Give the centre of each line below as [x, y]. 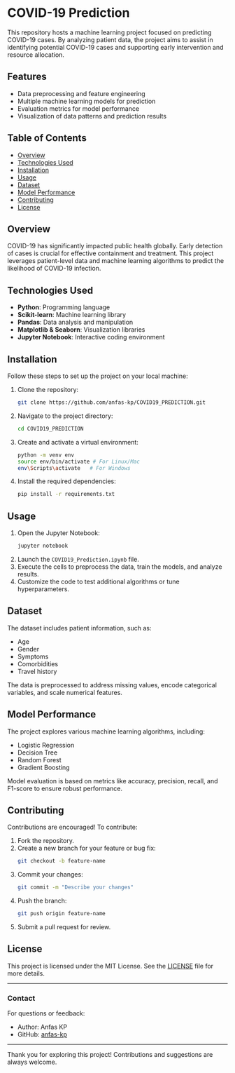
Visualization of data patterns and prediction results [92, 116]
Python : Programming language [64, 307]
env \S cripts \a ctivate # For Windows [74, 468]
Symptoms [33, 656]
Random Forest [39, 760]
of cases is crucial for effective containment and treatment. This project [111, 253]
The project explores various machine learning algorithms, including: [106, 731]
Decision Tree [37, 753]
